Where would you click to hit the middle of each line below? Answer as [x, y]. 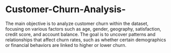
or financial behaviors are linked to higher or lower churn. [66, 45]
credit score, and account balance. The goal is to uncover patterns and [80, 34]
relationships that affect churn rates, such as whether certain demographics [86, 40]
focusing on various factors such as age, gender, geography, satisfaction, [83, 29]
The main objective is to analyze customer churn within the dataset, [77, 23]
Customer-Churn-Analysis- [65, 9]
